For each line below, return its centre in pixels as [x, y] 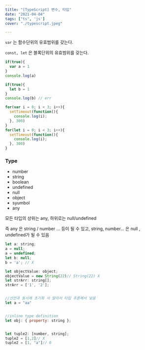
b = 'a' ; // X [20, 262]
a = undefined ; [21, 254]
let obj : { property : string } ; [38, 321]
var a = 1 [19, 67]
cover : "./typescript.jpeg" [34, 23]
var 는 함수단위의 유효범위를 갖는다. [39, 42]
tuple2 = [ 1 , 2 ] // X [25, 338]
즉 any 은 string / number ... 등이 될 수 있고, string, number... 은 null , [73, 229]
